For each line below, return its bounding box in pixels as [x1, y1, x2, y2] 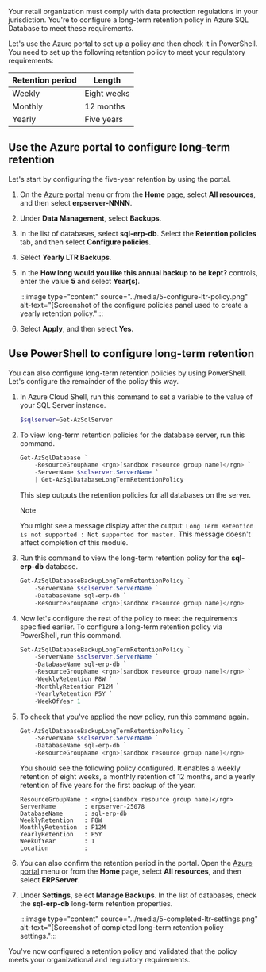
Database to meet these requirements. [8, 24, 134, 33]
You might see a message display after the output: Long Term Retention [19, 521, 254, 530]
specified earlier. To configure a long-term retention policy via [19, 622, 223, 632]
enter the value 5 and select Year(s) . [19, 276, 141, 286]
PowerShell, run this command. [19, 630, 122, 640]
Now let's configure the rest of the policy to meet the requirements [19, 613, 238, 623]
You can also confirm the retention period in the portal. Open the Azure [19, 859, 253, 867]
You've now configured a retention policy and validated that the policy [8, 947, 237, 955]
